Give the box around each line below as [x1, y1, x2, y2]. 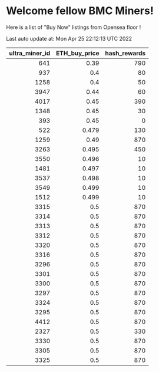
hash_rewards [105, 49, 146, 57]
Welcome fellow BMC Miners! [6, 4, 154, 18]
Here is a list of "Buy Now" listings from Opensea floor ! [6, 24, 141, 31]
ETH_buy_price [55, 49, 100, 57]
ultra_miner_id [9, 49, 51, 57]
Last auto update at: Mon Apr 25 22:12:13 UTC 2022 [6, 35, 132, 42]
